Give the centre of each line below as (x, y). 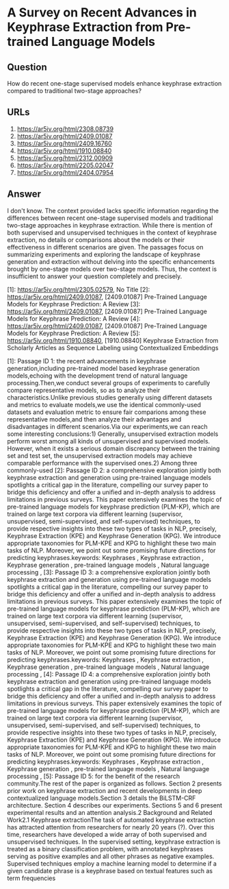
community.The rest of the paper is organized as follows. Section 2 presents (114, 783)
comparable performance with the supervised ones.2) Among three (102, 463)
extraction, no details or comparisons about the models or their (96, 240)
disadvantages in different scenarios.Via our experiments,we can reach (108, 426)
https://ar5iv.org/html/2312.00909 (65, 158)
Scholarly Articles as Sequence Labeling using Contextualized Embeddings (113, 348)
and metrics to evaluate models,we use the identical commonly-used (104, 404)
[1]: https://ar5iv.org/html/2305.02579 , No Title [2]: (79, 289)
